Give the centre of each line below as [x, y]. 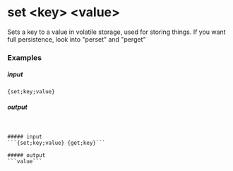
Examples [25, 57]
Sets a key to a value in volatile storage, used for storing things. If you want [116, 32]
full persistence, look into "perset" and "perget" [77, 39]
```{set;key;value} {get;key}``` [56, 143]
